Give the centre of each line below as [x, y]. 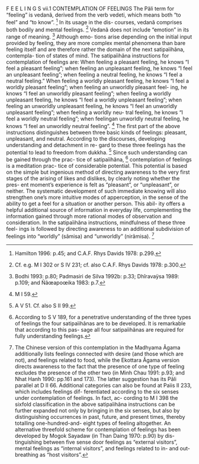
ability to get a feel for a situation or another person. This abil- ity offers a [96, 204]
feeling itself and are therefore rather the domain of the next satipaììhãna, [95, 49]
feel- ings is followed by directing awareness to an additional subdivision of [98, 228]
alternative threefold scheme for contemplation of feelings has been [98, 429]
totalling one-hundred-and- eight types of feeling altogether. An [93, 423]
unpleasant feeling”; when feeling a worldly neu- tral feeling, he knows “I [95, 112]
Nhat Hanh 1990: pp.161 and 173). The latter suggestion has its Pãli [95, 379]
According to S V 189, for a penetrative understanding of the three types [103, 317]
